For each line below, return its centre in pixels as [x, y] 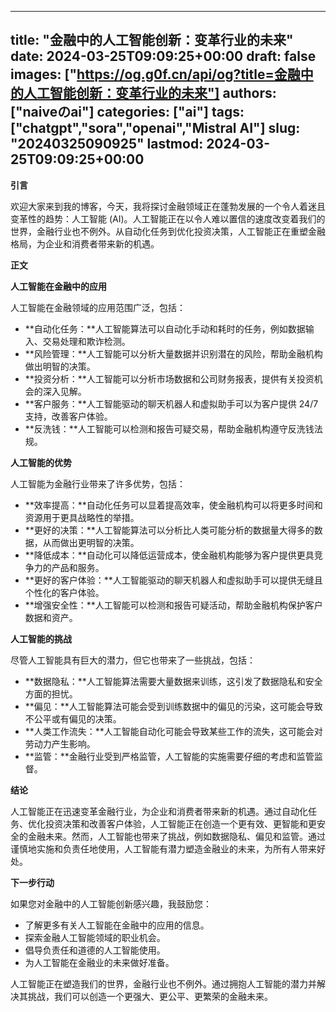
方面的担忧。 [51, 693]
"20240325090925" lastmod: [107, 144]
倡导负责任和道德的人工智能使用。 [95, 950]
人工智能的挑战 [41, 638]
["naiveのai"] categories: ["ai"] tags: [127, 112]
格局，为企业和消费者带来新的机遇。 [85, 243]
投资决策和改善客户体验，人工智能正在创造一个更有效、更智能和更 [180, 823]
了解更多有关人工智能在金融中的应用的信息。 [117, 925]
